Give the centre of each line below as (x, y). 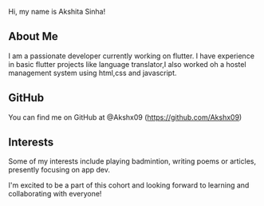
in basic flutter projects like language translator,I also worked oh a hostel (127, 64)
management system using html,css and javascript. (93, 73)
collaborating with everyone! (55, 194)
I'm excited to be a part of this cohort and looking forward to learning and (129, 185)
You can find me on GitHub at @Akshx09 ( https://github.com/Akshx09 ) (125, 117)
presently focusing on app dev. (59, 170)
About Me (33, 36)
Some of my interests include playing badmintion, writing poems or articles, (132, 161)
